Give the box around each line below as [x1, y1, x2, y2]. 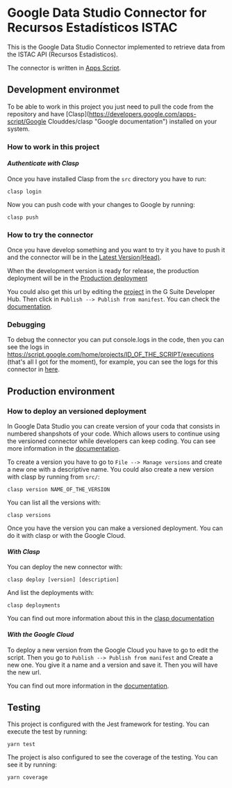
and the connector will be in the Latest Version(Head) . [7, 253, 162, 262]
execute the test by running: [7, 727, 88, 736]
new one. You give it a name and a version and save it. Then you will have [7, 660, 218, 669]
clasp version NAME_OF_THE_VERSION [7, 486, 110, 493]
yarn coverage [7, 774, 49, 781]
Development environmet [7, 84, 120, 95]
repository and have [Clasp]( [7, 109, 90, 118]
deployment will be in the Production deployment [7, 274, 148, 283]
